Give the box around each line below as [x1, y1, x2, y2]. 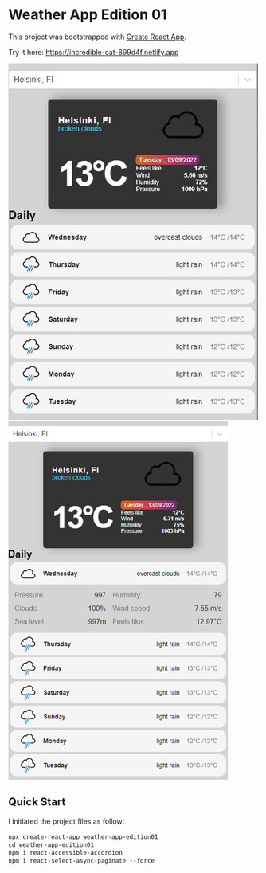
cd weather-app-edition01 [8, 840, 94, 849]
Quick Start [8, 795, 66, 809]
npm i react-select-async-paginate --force [8, 856, 155, 865]
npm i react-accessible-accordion [8, 848, 123, 857]
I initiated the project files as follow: [8, 816, 125, 826]
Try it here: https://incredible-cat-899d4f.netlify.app [8, 47, 179, 57]
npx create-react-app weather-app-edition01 [8, 832, 158, 841]
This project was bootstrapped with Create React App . [8, 32, 187, 41]
